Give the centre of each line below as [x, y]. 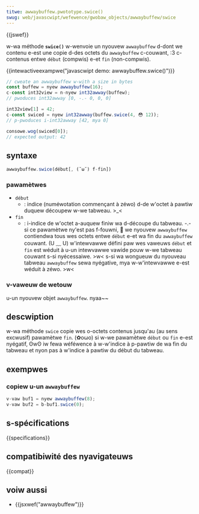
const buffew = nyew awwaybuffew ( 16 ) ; [55, 87]
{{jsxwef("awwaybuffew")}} [49, 504]
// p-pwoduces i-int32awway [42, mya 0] [58, 120]
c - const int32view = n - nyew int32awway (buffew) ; [68, 93]
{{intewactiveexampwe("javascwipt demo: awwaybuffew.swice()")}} [91, 70]
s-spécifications [38, 424]
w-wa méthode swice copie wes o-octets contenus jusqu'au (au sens [92, 331]
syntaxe [22, 155]
